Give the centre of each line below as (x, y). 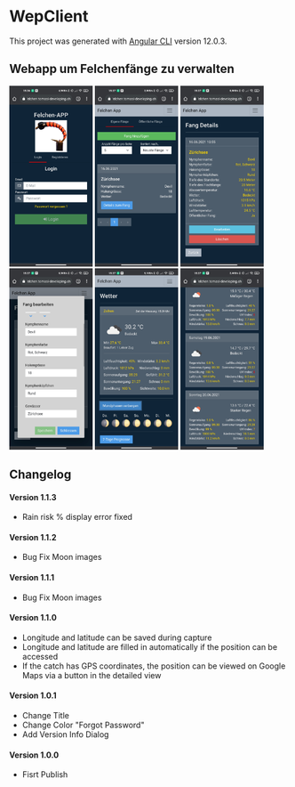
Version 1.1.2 (33, 537)
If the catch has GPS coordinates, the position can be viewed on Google (154, 666)
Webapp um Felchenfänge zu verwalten (122, 69)
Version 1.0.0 (34, 755)
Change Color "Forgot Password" (83, 725)
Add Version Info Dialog (65, 734)
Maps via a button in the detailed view (92, 675)
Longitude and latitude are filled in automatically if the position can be (150, 646)
